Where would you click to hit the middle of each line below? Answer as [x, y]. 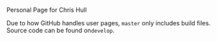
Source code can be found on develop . [60, 30]
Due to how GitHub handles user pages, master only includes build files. [109, 23]
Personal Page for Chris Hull [47, 10]
